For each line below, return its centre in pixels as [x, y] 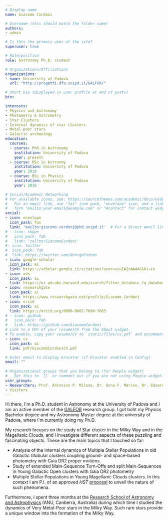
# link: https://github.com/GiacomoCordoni [53, 325]
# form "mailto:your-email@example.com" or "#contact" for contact [79, 209]
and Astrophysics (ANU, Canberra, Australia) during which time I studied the [84, 502]
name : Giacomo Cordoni [29, 15]
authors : [14, 28]
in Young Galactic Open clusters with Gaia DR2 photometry [73, 471]
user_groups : [19, 381]
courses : [19, 143]
